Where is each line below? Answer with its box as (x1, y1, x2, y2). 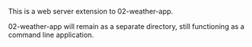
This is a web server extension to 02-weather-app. (8, 7, 174, 16)
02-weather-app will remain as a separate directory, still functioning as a (8, 22, 245, 31)
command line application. (8, 31, 95, 39)
